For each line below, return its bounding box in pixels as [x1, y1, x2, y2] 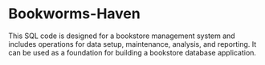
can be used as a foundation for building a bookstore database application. [8, 48, 257, 57]
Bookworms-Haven [8, 5, 141, 23]
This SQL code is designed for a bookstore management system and [8, 31, 235, 40]
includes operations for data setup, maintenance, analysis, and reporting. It [8, 39, 257, 48]
